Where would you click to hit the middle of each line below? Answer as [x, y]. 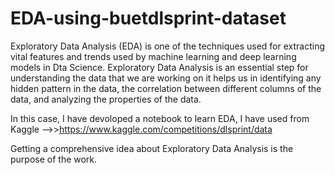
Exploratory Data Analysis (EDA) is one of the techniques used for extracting [168, 46]
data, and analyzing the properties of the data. [106, 99]
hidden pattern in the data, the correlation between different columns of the [166, 88]
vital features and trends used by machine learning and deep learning [153, 56]
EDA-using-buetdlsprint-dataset [148, 18]
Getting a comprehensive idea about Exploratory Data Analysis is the [152, 148]
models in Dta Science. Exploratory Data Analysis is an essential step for [159, 67]
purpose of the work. [54, 159]
